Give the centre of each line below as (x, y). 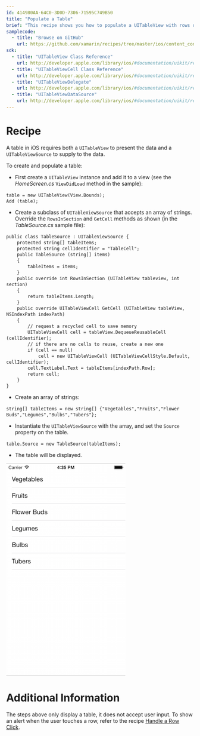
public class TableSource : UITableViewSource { (68, 237)
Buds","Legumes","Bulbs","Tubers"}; (51, 415)
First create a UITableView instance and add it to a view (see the (93, 177)
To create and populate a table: (44, 165)
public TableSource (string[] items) (64, 254)
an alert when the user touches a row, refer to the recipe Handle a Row (93, 720)
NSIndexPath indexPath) (36, 314)
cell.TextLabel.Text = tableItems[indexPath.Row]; (92, 368)
